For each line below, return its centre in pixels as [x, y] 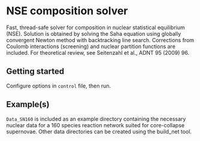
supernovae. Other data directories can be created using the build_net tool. [99, 131]
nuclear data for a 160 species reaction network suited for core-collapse [95, 125]
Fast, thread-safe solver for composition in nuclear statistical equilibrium [96, 27]
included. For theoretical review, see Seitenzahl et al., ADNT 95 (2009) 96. [98, 52]
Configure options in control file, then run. [59, 86]
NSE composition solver [67, 11]
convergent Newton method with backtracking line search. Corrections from [100, 40]
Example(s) [28, 104]
